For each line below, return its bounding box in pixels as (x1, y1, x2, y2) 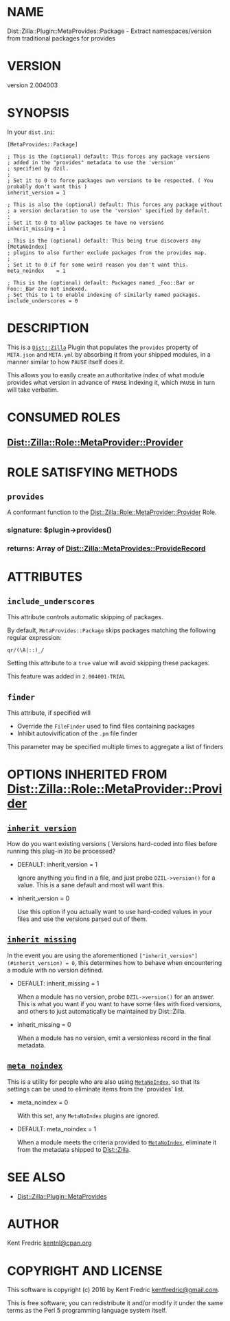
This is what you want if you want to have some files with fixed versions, (16, 999, 222, 1008)
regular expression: (7, 634, 62, 642)
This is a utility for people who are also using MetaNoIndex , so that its (7, 1077, 200, 1086)
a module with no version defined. (7, 966, 104, 974)
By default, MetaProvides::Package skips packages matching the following (7, 626, 216, 634)
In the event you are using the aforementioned (7, 951, 138, 959)
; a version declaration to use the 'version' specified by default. (7, 207, 211, 214)
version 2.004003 (7, 80, 58, 89)
